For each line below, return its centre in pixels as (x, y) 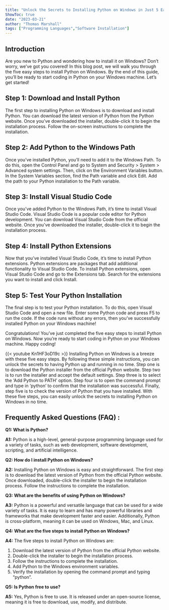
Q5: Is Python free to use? (33, 587)
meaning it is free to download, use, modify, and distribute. (66, 602)
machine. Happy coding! (31, 344)
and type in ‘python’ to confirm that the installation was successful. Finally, (82, 386)
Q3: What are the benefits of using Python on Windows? (65, 495)
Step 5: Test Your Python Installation (64, 295)
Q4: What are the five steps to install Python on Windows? (67, 531)
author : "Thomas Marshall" (33, 24)
